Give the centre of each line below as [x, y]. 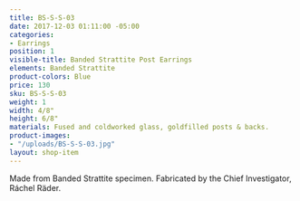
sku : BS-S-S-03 [38, 93]
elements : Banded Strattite [63, 69]
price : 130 [30, 85]
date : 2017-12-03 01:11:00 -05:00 [75, 26]
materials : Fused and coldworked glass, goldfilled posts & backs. [140, 128]
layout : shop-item [44, 152]
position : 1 [32, 52]
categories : [32, 34]
